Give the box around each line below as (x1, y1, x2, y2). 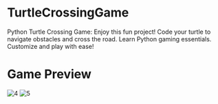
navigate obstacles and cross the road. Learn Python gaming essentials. (7, 34, 212, 43)
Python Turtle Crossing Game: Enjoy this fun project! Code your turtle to (7, 28, 211, 36)
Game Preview (7, 67, 91, 82)
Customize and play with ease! (7, 42, 94, 50)
